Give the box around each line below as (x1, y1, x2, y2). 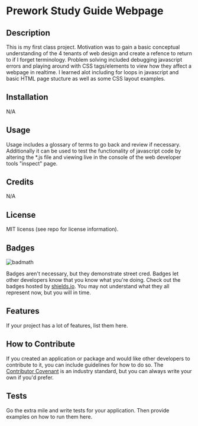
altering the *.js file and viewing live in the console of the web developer (6, 153, 181, 161)
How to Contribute (6, 339, 76, 349)
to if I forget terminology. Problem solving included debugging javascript (6, 56, 183, 63)
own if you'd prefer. (6, 374, 54, 381)
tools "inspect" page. (6, 160, 58, 167)
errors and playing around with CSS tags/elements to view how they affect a (6, 62, 192, 69)
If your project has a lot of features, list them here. (6, 322, 128, 329)
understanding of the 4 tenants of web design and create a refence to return (6, 50, 192, 57)
